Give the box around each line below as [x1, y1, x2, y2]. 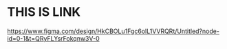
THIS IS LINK [7, 4, 81, 20]
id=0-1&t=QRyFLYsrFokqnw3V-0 [7, 34, 100, 42]
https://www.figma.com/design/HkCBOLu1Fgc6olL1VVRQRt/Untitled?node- [7, 27, 220, 35]
